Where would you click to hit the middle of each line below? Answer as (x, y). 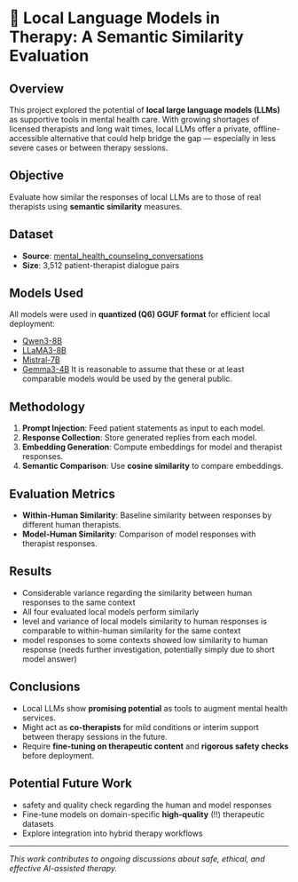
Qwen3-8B (42, 341)
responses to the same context (78, 602)
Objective (37, 175)
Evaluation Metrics (62, 493)
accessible (29, 138)
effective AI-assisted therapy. (63, 868)
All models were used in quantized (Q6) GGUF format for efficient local (140, 314)
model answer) (49, 659)
